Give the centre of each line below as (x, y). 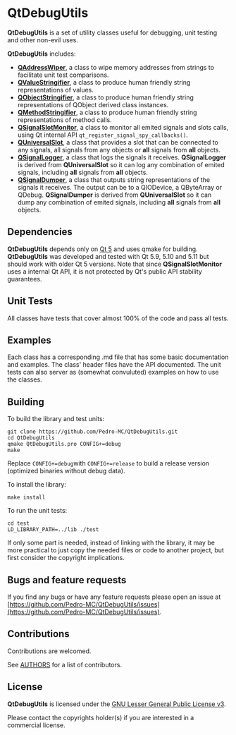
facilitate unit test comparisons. (63, 75)
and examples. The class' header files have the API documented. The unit (114, 365)
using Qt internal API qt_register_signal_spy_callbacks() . (103, 135)
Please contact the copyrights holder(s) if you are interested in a (101, 717)
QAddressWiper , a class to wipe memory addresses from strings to (116, 67)
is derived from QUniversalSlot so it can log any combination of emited (121, 164)
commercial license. (36, 725)
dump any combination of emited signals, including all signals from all (119, 202)
